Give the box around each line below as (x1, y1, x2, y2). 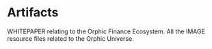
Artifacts (7, 5, 59, 20)
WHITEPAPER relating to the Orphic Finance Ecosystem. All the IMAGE (7, 27, 205, 35)
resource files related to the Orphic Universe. (7, 34, 135, 42)
